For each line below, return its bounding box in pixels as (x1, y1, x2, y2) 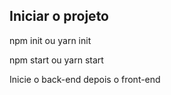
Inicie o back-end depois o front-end (9, 73, 161, 85)
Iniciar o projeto (9, 8, 109, 25)
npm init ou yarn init (9, 34, 92, 46)
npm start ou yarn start (9, 54, 104, 66)
